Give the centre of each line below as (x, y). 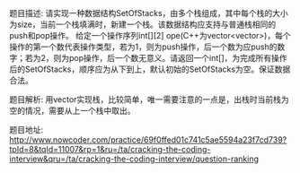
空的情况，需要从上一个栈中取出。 (72, 111)
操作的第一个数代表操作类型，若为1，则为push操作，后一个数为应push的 (143, 47)
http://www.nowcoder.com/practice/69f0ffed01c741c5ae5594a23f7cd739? (148, 140)
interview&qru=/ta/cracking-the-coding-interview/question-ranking (134, 159)
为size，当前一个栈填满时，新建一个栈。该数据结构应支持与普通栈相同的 (143, 24)
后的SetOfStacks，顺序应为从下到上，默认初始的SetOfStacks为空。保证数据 (150, 69)
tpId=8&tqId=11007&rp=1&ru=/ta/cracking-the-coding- (110, 149)
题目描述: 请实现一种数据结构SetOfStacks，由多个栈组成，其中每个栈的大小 (149, 13)
